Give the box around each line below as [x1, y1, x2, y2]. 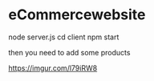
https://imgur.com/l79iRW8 [8, 63, 98, 73]
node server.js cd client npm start [8, 32, 120, 42]
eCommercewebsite [8, 6, 146, 24]
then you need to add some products [8, 47, 131, 57]
